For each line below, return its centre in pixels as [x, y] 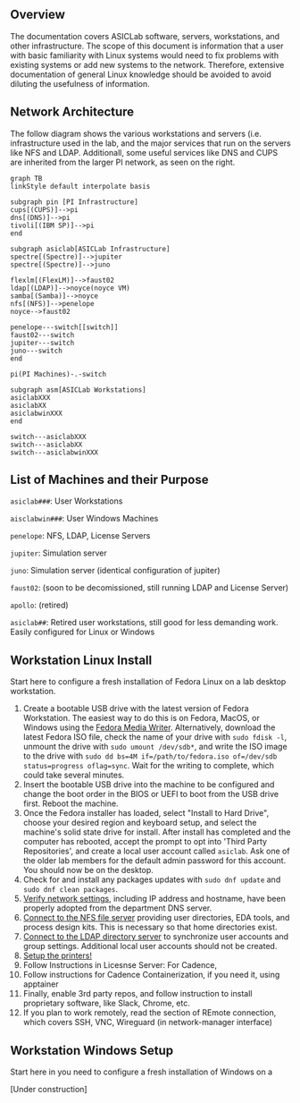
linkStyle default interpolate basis [80, 186]
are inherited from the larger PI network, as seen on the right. [123, 162]
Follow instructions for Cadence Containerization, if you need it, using [151, 975]
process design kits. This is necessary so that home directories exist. [150, 927]
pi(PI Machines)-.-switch [58, 374]
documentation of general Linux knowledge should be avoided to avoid [141, 74]
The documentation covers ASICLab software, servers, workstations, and [145, 36]
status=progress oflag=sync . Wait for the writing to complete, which [149, 766]
